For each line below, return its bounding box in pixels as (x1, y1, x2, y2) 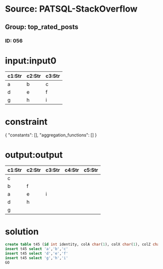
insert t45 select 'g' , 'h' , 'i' (5, 255, 68, 260)
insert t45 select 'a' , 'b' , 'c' (5, 247, 68, 252)
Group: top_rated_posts (5, 23, 79, 31)
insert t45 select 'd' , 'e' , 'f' (5, 251, 68, 256)
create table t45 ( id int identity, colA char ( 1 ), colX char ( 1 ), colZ (5, 242, 151, 247)
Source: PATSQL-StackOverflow (5, 3, 138, 15)
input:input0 (5, 55, 57, 66)
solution (5, 226, 39, 237)
